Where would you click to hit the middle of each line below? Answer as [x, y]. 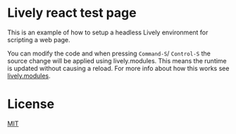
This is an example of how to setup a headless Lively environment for [108, 32]
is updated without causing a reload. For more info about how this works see [118, 68]
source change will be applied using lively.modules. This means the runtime [117, 60]
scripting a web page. [39, 39]
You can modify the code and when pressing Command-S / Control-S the [109, 53]
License [31, 104]
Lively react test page [72, 13]
